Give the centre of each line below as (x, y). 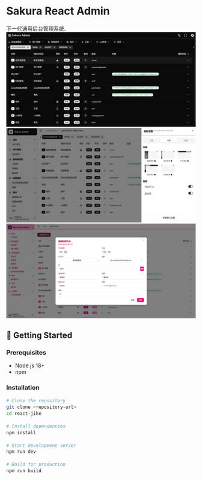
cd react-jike (24, 414)
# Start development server (41, 445)
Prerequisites (26, 352)
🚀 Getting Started (39, 335)
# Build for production (36, 465)
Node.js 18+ (30, 365)
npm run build (24, 471)
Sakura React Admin (58, 11)
